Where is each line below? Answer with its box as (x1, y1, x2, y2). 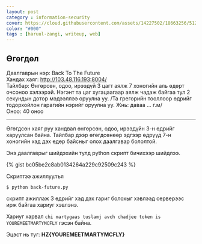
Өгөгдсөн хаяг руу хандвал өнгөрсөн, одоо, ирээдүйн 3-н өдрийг (6, 124, 175, 132)
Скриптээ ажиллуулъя (6, 172, 64, 180)
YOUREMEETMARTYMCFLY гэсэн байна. (6, 219, 92, 226)
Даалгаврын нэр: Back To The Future (6, 69, 100, 76)
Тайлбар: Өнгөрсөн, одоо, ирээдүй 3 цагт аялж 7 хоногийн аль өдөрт (6, 82, 185, 89)
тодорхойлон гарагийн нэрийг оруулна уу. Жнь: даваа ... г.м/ (6, 101, 162, 108)
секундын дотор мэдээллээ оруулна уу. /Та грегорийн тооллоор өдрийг (6, 94, 192, 102)
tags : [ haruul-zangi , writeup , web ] (6, 31, 101, 37)
